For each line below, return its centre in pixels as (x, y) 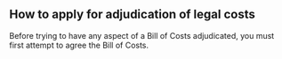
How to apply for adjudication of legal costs (132, 15)
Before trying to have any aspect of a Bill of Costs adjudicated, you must (142, 35)
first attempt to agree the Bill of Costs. (79, 45)
